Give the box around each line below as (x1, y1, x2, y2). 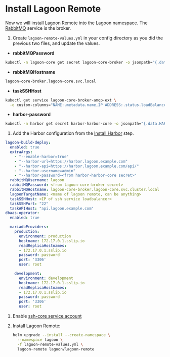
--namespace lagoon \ (17, 337, 63, 342)
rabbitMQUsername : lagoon (10, 178, 65, 183)
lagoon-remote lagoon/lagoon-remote (17, 346, 95, 351)
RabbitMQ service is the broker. (5, 25, 71, 31)
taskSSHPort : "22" (10, 201, 49, 206)
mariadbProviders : (10, 224, 49, 230)
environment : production (18, 233, 71, 239)
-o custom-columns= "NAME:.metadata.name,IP (10, 102, 103, 108)
